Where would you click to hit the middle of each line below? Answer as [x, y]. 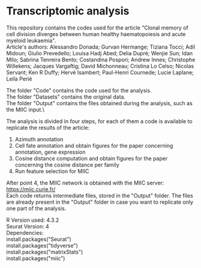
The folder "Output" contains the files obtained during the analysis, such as [100, 103]
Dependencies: [25, 233]
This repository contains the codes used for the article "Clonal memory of [97, 28]
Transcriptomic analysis [68, 11]
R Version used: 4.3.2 [33, 220]
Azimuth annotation [39, 139]
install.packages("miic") [36, 258]
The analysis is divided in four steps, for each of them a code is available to [100, 121]
